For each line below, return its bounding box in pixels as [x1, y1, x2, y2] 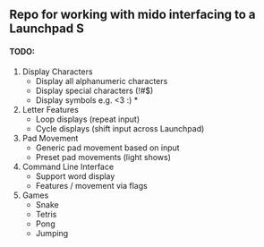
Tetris [35, 209, 57, 219]
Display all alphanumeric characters [35, 75, 168, 86]
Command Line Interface [21, 161, 115, 172]
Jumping [35, 227, 69, 238]
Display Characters [21, 66, 93, 77]
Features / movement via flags [35, 180, 148, 191]
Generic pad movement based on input [35, 142, 181, 153]
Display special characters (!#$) [35, 85, 154, 96]
